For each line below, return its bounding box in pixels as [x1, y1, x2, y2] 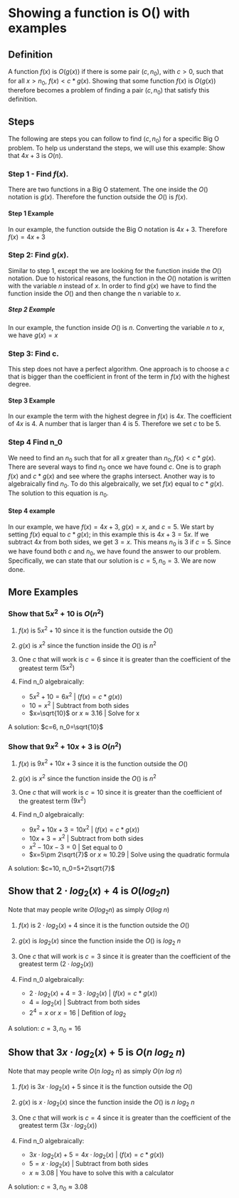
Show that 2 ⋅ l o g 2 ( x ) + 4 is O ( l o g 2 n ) [8, 884, 170, 899]
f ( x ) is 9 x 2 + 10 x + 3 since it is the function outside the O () [18, 758, 188, 768]
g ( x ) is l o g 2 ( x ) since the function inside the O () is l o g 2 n [18, 937, 181, 947]
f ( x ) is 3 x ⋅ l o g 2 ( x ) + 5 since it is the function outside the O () [18, 1083, 193, 1093]
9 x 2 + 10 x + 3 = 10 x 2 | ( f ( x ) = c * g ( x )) [28, 824, 140, 834]
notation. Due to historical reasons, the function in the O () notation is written [8, 274, 231, 282]
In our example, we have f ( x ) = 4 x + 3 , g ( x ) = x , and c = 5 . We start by [8, 522, 214, 531]
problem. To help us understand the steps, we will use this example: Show [8, 144, 225, 152]
